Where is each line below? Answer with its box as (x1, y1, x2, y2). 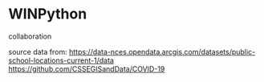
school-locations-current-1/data (8, 55, 115, 65)
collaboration (8, 31, 52, 41)
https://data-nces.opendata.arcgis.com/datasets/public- (68, 47, 256, 56)
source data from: (8, 47, 67, 56)
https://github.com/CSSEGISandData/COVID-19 (8, 64, 165, 73)
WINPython (8, 5, 87, 23)
